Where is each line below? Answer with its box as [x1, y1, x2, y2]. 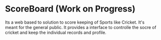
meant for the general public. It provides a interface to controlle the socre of [5, 24, 157, 30]
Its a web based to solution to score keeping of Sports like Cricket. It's [5, 19, 145, 25]
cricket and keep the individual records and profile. [5, 29, 106, 35]
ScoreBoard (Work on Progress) [5, 3, 135, 14]
